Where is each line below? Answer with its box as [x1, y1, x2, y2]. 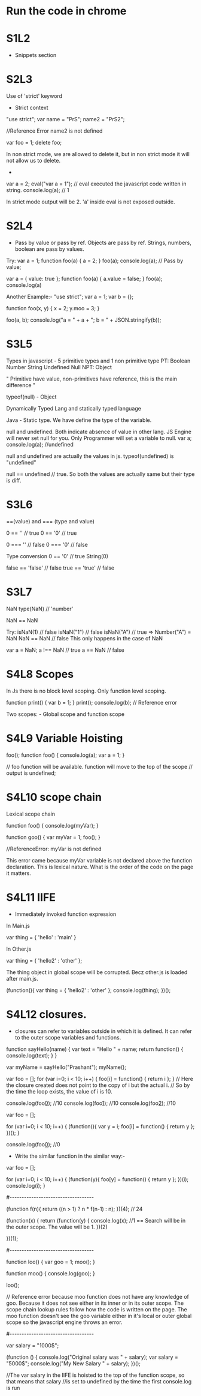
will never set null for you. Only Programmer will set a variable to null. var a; [6, 434, 192, 442]
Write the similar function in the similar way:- [14, 1152, 126, 1160]
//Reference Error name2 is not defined [6, 127, 103, 134]
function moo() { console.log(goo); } [6, 1269, 96, 1277]
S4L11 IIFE [6, 890, 56, 904]
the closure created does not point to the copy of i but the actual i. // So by [6, 1082, 190, 1089]
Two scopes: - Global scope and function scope [6, 710, 124, 718]
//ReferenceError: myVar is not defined [6, 845, 102, 852]
